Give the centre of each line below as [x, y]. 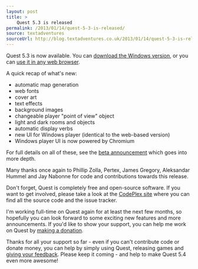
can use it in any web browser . [43, 62]
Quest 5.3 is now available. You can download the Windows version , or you [97, 56]
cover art [26, 97]
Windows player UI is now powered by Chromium [75, 141]
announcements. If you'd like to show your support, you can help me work [96, 224]
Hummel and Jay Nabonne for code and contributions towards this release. [97, 176]
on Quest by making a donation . [45, 230]
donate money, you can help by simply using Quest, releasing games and [95, 248]
